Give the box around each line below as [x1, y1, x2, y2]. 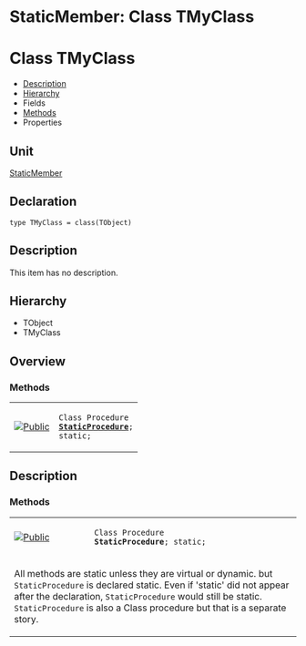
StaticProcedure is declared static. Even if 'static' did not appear [14, 579, 290, 591]
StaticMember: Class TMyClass [9, 6, 255, 27]
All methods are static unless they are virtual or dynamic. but [14, 567, 273, 579]
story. [14, 612, 39, 625]
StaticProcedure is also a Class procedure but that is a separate [14, 601, 287, 614]
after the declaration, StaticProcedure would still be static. [14, 590, 262, 602]
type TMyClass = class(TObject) [9, 218, 132, 227]
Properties [22, 117, 62, 128]
